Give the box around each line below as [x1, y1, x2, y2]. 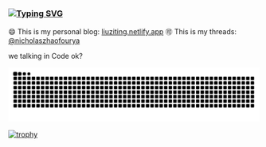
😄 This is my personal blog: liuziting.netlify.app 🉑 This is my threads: [8, 27, 237, 37]
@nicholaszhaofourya [8, 36, 80, 45]
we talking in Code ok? [8, 52, 84, 61]
